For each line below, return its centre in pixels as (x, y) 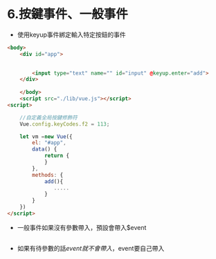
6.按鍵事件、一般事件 (67, 14)
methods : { (48, 175)
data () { (45, 149)
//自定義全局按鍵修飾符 (48, 117)
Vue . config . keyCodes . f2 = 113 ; (65, 124)
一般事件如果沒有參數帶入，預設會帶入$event (82, 227)
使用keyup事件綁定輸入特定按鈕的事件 (71, 35)
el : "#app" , (49, 143)
